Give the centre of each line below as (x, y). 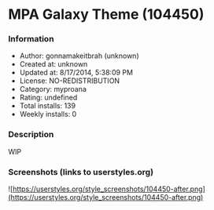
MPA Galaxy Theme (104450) (106, 14)
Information (31, 39)
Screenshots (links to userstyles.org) (81, 172)
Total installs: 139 (48, 106)
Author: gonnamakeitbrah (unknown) (79, 56)
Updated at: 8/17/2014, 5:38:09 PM (76, 73)
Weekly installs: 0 (48, 114)
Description (31, 135)
